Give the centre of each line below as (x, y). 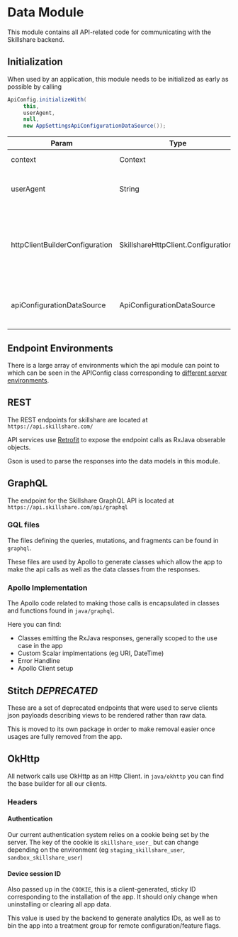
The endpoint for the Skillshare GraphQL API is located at (91, 500)
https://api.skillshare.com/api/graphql (68, 507)
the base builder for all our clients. (57, 783)
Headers (22, 801)
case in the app (40, 646)
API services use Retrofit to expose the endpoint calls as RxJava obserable (117, 439)
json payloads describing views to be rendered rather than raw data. (107, 715)
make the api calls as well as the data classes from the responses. (104, 569)
